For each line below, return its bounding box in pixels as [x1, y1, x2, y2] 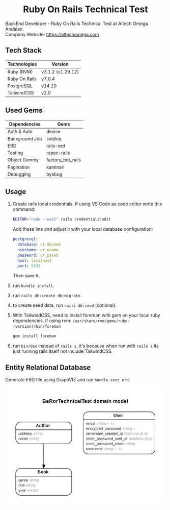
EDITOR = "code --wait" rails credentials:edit [12, 217, 111, 222]
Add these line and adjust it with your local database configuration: [12, 226, 153, 232]
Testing [7, 150, 23, 156]
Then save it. [12, 273, 40, 279]
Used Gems [5, 106, 43, 115]
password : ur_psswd [17, 253, 59, 258]
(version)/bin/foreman [12, 324, 61, 329]
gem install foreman [12, 333, 56, 339]
